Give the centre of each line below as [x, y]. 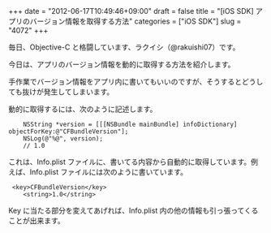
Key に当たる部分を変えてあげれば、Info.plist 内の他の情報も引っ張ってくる [133, 210]
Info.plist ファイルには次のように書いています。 [109, 172]
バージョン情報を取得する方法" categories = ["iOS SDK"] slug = [135, 21]
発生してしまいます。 [79, 92]
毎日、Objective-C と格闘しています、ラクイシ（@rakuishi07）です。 [124, 47]
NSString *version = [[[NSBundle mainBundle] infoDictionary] [130, 124]
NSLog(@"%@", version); [63, 139]
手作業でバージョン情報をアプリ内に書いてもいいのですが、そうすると [125, 82]
